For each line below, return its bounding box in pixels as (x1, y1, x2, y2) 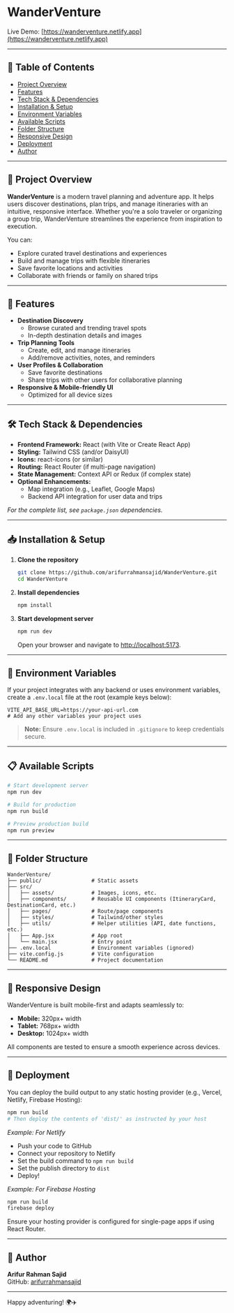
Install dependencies (17, 588, 80, 596)
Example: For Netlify (7, 1128, 66, 1136)
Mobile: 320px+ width (17, 1014, 82, 1022)
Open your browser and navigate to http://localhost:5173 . (17, 640, 181, 649)
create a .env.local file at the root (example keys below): (7, 693, 172, 702)
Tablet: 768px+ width (17, 1022, 80, 1030)
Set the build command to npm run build (17, 1157, 134, 1165)
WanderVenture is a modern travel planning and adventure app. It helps (7, 192, 214, 200)
